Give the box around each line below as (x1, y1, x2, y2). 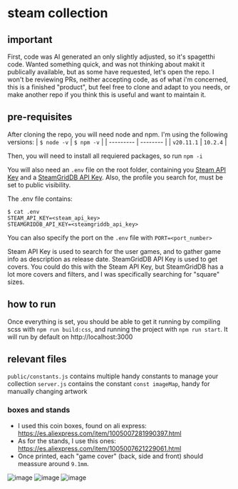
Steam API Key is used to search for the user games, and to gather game (7, 247, 221, 255)
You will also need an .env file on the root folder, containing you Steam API (7, 165, 227, 174)
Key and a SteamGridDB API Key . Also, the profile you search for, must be (7, 173, 223, 182)
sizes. (7, 277, 25, 286)
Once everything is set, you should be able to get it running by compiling (7, 317, 221, 326)
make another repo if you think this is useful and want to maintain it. (7, 91, 207, 99)
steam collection (7, 5, 108, 21)
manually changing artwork (7, 387, 88, 396)
